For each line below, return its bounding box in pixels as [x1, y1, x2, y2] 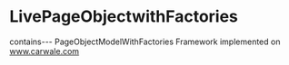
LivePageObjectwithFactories [9, 6, 239, 27]
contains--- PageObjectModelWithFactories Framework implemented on [9, 36, 281, 47]
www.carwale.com [9, 45, 80, 56]
